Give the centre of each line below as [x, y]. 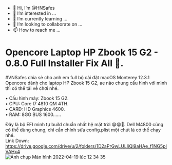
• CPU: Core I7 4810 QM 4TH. [37, 103]
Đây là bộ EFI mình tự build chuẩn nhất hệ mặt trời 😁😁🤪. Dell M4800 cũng [84, 124]
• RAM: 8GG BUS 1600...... [33, 114]
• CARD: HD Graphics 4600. [35, 109]
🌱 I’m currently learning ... [40, 19]
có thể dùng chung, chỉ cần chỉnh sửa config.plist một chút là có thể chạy [83, 130]
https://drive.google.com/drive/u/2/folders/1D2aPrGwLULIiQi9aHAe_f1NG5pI [86, 146]
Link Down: [17, 140]
